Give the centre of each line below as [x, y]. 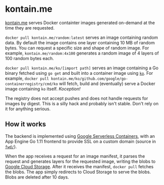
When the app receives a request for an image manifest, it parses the [75, 156]
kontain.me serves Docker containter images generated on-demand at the [80, 23]
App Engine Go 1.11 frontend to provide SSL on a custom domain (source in [81, 141]
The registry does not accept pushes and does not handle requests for [77, 98]
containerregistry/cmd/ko [31, 84]
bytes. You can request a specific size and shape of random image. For [77, 48]
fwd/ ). [11, 147]
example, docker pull [27, 78]
